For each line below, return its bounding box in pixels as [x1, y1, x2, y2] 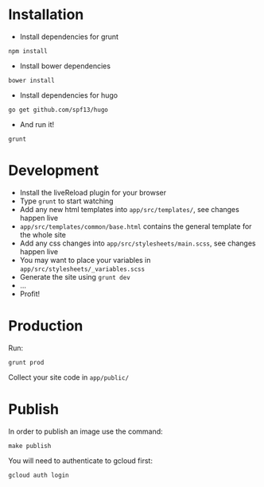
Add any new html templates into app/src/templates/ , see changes [19, 204, 240, 214]
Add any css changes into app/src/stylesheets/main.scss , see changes [19, 238, 256, 248]
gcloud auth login [8, 471, 69, 479]
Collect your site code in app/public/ [8, 372, 130, 382]
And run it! [19, 119, 54, 129]
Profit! [19, 288, 41, 299]
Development [8, 161, 99, 180]
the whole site [19, 230, 66, 239]
